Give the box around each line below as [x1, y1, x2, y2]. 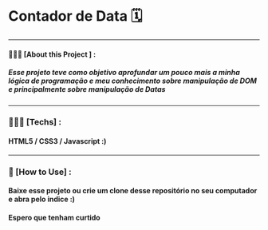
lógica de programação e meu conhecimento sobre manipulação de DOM [8, 76, 258, 85]
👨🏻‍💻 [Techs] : [8, 117, 62, 128]
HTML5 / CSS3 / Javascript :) [8, 137, 107, 146]
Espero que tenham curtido [8, 212, 101, 222]
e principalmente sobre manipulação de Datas [8, 85, 166, 94]
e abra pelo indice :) [8, 194, 76, 204]
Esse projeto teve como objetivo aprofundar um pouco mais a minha [8, 68, 241, 77]
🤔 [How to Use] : [8, 166, 72, 177]
